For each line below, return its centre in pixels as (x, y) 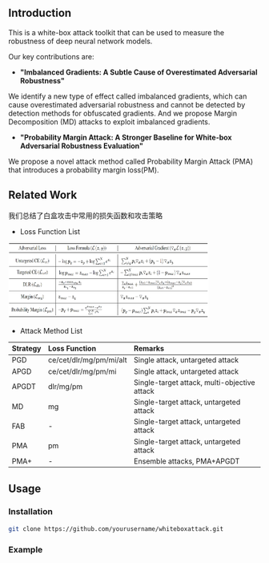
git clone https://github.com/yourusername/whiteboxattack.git (116, 529)
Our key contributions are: (51, 56)
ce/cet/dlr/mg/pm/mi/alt (87, 360)
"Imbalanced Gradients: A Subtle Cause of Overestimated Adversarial (139, 72)
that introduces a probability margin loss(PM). (84, 170)
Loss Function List (50, 231)
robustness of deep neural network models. (80, 41)
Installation (31, 511)
